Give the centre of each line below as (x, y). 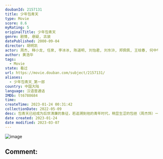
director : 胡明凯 (21, 46)
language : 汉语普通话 (25, 91)
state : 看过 (16, 69)
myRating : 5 (17, 28)
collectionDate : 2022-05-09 (33, 109)
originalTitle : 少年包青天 (30, 32)
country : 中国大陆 (22, 86)
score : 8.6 (16, 23)
